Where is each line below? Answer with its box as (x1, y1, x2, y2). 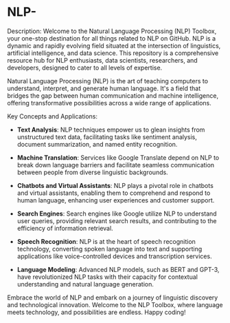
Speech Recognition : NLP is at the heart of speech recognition (16, 237, 196, 245)
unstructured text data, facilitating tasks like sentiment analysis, (16, 132, 198, 141)
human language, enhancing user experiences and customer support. (16, 196, 215, 204)
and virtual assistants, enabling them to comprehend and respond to (16, 189, 211, 197)
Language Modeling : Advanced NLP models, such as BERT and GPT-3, (16, 265, 220, 273)
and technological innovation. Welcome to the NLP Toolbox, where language (7, 300, 223, 309)
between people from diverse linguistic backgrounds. (16, 168, 168, 176)
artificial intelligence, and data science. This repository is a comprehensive (7, 49, 219, 57)
